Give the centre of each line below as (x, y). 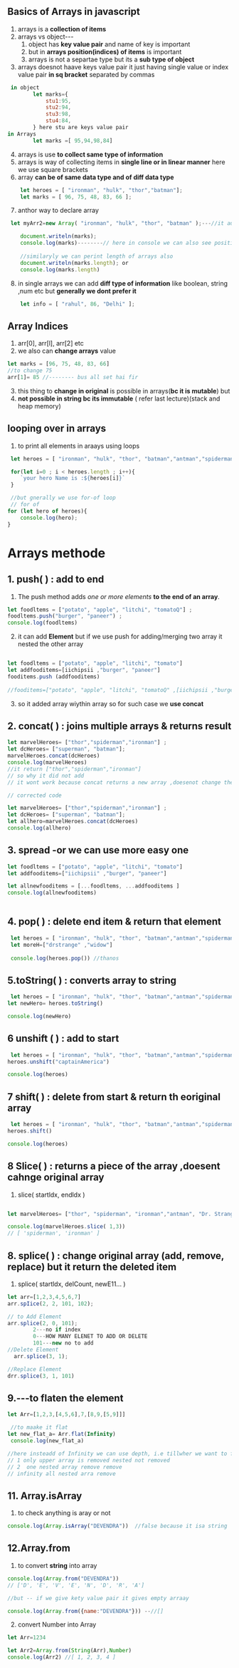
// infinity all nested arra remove (62, 1474)
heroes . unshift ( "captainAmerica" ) (59, 1062)
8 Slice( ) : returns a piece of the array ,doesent (114, 1166)
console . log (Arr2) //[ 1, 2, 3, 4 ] (62, 1657)
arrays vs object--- (46, 36)
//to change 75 (30, 371)
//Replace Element (34, 1369)
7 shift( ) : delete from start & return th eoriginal (114, 1096)
